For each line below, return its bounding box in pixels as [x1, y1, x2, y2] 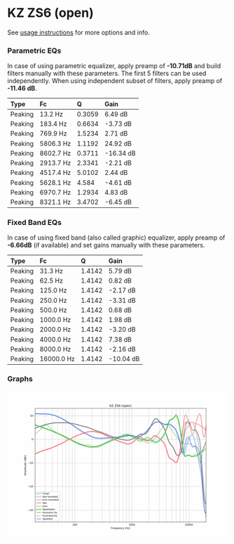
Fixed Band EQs [7, 217, 62, 227]
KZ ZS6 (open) [7, 5, 94, 21]
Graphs [7, 374, 33, 384]
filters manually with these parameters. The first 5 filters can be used [7, 69, 207, 78]
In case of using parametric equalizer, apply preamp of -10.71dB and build [7, 62, 221, 70]
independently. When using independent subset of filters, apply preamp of [7, 77, 223, 85]
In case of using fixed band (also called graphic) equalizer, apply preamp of [7, 233, 226, 242]
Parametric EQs [7, 46, 62, 56]
